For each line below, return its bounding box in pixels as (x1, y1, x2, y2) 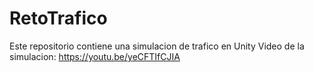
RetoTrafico (9, 7, 108, 30)
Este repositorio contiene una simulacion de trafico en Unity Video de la (9, 40, 305, 52)
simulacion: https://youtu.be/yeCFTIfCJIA (9, 50, 181, 62)
